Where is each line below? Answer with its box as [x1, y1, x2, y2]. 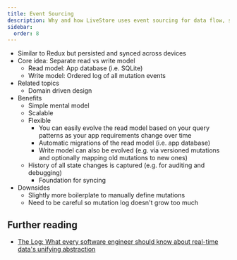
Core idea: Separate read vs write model [17, 57, 135, 65]
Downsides [17, 183, 51, 192]
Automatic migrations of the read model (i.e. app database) [38, 138, 211, 148]
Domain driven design [28, 86, 92, 95]
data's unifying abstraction [17, 245, 96, 254]
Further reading [7, 219, 78, 230]
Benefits [17, 94, 42, 103]
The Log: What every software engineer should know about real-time [17, 238, 219, 246]
